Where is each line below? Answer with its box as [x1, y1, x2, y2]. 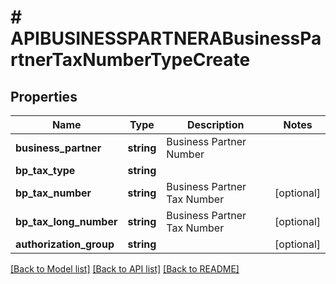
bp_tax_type [15, 164, 76, 177]
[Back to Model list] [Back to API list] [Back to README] [10, 263, 240, 275]
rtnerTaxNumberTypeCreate [10, 49, 251, 71]
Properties [10, 88, 78, 105]
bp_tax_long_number [15, 215, 118, 228]
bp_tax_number [15, 186, 92, 200]
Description [186, 118, 245, 131]
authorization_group [15, 237, 115, 251]
